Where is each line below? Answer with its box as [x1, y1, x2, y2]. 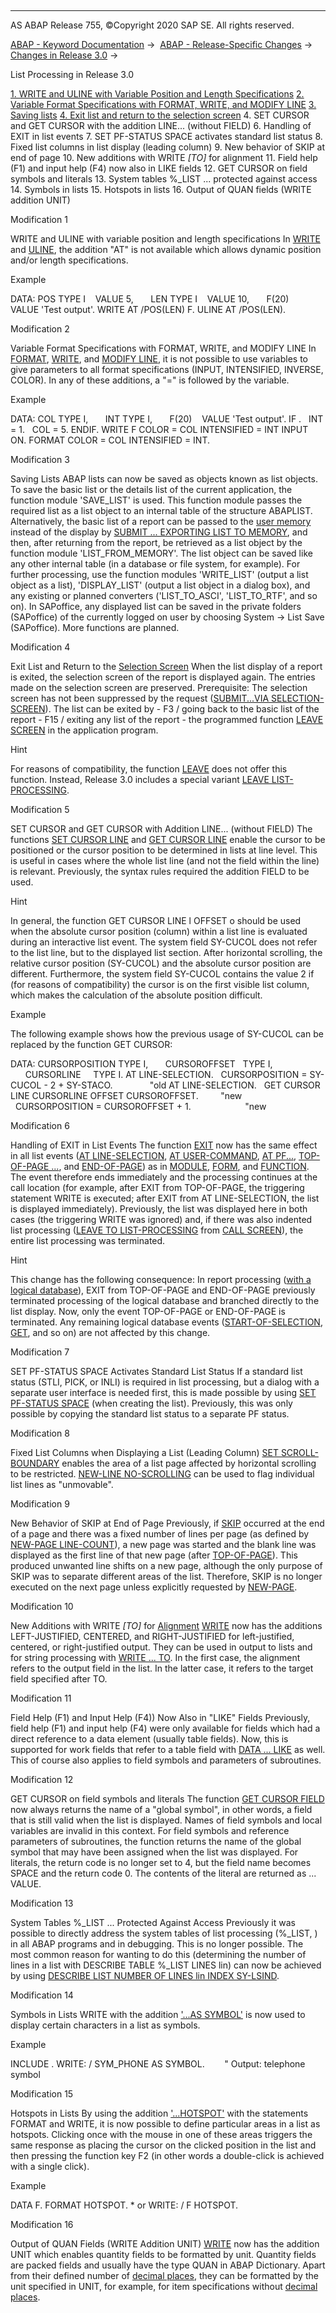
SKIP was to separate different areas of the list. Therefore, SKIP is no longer [10, 1571, 323, 1582]
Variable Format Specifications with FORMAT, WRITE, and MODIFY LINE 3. [10, 99, 317, 110]
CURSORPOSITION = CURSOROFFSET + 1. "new [14, 1101, 267, 1112]
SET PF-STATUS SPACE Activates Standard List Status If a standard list [10, 1366, 303, 1377]
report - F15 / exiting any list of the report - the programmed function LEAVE [10, 714, 324, 725]
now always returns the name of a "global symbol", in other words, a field [10, 1804, 313, 1815]
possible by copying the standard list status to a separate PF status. [10, 1408, 290, 1420]
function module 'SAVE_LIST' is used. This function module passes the [10, 494, 303, 506]
